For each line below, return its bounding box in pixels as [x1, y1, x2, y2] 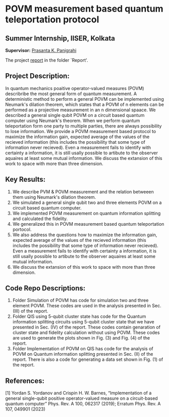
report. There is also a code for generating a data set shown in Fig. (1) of [12, 356, 163, 362]
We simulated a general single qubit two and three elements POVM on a [12, 199, 162, 205]
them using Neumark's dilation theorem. [12, 194, 96, 200]
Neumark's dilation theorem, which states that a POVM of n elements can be [5, 101, 164, 107]
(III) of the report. [12, 308, 48, 314]
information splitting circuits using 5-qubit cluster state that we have [12, 319, 155, 325]
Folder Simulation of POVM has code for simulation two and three [12, 297, 149, 304]
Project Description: [5, 72, 70, 80]
